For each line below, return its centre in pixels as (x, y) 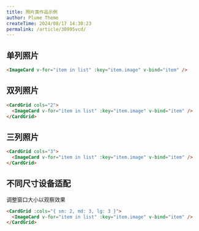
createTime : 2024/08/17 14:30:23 (49, 23)
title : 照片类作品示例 (32, 12)
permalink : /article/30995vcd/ (46, 29)
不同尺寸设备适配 (39, 184)
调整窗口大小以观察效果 (36, 199)
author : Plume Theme (33, 18)
